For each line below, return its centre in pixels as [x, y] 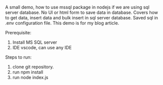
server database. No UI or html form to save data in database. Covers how [82, 12]
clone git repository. [33, 67]
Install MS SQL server [35, 42]
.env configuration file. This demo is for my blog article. [62, 23]
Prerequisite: [18, 33]
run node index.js [30, 77]
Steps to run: [18, 57]
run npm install [28, 72]
